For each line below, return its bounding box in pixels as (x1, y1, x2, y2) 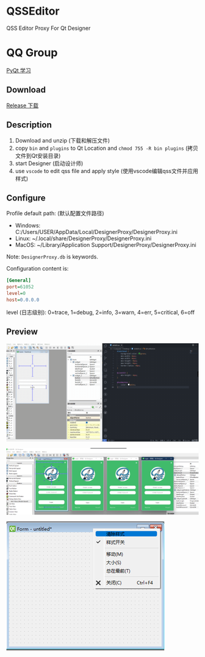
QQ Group (6, 46, 58, 60)
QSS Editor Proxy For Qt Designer (6, 24, 91, 32)
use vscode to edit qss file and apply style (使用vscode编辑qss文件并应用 (15, 167, 198, 174)
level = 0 (6, 291, 26, 297)
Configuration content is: (6, 265, 69, 272)
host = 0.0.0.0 (6, 297, 40, 303)
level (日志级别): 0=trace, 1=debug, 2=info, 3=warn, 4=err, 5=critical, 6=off (6, 308, 195, 316)
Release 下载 (6, 102, 39, 109)
